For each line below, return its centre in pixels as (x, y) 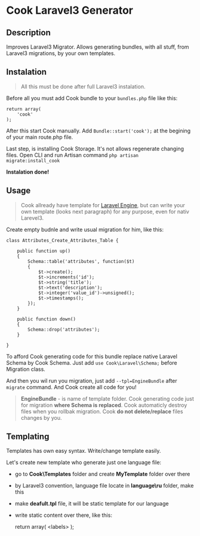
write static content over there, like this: (63, 515)
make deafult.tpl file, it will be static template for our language (92, 504)
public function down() (47, 319)
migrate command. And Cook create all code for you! (71, 387)
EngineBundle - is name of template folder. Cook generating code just (107, 398)
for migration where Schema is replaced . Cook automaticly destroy (104, 405)
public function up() (44, 251)
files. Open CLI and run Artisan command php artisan (73, 155)
